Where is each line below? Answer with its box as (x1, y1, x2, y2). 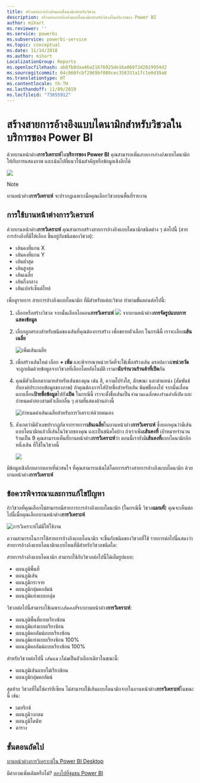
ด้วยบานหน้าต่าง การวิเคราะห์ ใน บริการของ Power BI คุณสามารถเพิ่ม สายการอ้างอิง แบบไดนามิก (7, 150, 190, 158)
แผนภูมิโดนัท (15, 717, 42, 725)
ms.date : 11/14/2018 (7, 48, 58, 54)
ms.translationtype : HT (7, 75, 66, 81)
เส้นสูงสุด (15, 264, 34, 271)
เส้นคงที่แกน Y (15, 251, 45, 258)
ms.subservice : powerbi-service (7, 36, 87, 42)
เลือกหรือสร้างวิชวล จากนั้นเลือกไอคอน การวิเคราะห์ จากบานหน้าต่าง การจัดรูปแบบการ (15, 309, 186, 316)
